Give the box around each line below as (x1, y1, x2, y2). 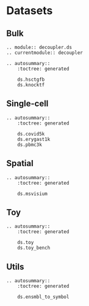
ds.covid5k (17, 131, 45, 137)
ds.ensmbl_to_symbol (17, 294, 69, 300)
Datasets (6, 4, 53, 18)
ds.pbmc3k (17, 142, 43, 148)
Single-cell (6, 99, 49, 109)
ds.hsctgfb (17, 77, 45, 83)
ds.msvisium (17, 191, 48, 197)
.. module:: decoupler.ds (6, 44, 72, 50)
